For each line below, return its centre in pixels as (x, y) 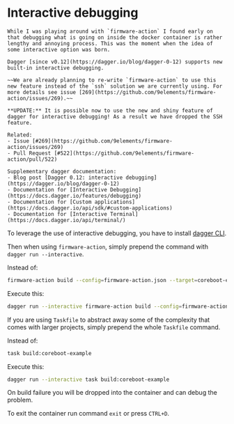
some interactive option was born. (59, 49)
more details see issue (42, 92)
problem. (20, 400)
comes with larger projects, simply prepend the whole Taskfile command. (114, 327)
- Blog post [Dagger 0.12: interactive (65, 178)
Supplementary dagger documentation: (62, 171)
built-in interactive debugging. (56, 68)
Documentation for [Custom (53, 202)
